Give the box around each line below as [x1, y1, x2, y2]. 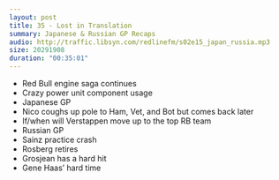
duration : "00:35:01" [9, 54, 89, 63]
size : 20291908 [9, 46, 65, 55]
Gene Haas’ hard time [21, 162, 102, 173]
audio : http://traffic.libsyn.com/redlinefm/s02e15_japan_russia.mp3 [9, 37, 271, 47]
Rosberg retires [21, 144, 79, 154]
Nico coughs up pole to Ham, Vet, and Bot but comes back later [21, 107, 254, 116]
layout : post [9, 12, 57, 22]
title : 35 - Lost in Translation [9, 21, 132, 30]
